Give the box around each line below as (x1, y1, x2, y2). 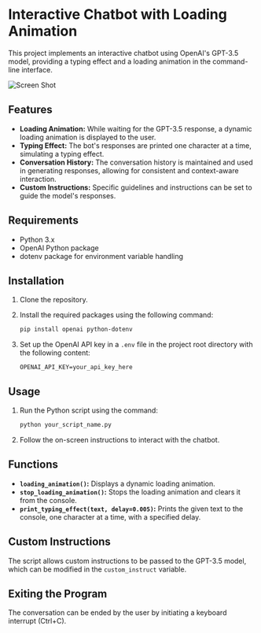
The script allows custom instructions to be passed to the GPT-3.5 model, (8, 556, 247, 565)
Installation (8, 274, 64, 287)
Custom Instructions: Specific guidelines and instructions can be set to (19, 183, 253, 192)
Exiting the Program (8, 587, 108, 600)
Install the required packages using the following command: (19, 310, 214, 320)
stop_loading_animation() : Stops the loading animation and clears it (19, 487, 241, 497)
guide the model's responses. (19, 191, 116, 200)
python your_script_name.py (19, 421, 112, 429)
